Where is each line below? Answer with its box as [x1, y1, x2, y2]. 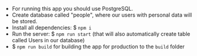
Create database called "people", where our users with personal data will [11, 11, 192, 18]
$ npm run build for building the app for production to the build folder [11, 43, 185, 50]
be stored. [11, 18, 38, 24]
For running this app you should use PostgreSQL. [11, 5, 134, 12]
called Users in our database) [11, 37, 85, 43]
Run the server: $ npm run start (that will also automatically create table [11, 30, 190, 38]
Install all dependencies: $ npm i [11, 24, 92, 31]
